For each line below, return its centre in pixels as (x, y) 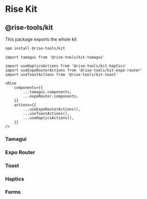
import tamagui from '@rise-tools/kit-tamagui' (55, 57)
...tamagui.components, (47, 92)
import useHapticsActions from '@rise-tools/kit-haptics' (66, 66)
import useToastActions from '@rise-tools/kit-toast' (62, 75)
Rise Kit (21, 9)
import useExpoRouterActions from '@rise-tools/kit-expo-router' (74, 70)
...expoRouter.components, (51, 96)
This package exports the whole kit (41, 39)
